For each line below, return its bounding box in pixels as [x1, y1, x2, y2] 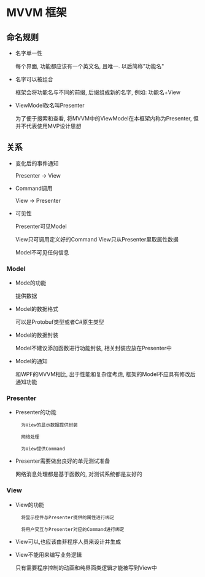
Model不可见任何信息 [15, 248, 69, 256]
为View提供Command [21, 446, 66, 452]
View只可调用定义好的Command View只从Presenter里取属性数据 [15, 235, 179, 243]
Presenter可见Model [15, 222, 67, 230]
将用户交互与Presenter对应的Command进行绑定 [21, 526, 125, 532]
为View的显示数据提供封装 [21, 422, 78, 428]
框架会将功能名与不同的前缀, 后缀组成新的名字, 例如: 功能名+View [15, 88, 181, 96]
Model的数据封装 [15, 331, 58, 339]
